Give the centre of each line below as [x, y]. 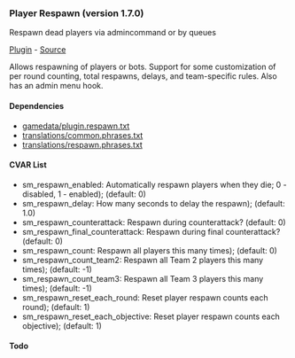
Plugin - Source [38, 50]
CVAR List [28, 165]
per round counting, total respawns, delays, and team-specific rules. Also [143, 76]
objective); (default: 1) [62, 325]
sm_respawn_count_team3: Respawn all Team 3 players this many [143, 278]
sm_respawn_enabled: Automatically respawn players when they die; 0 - [155, 184]
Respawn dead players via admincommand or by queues [113, 33]
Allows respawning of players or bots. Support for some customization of [143, 67]
